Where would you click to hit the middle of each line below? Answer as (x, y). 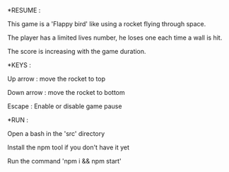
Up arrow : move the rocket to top (57, 79)
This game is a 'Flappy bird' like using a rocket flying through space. (107, 24)
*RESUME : (24, 10)
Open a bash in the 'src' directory (56, 133)
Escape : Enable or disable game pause (65, 106)
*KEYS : (19, 65)
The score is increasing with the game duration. (77, 51)
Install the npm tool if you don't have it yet (68, 147)
